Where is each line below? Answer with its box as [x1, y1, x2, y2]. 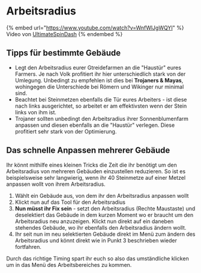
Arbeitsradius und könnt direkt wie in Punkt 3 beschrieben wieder [14, 236, 177, 244]
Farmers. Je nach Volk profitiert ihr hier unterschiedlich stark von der [14, 70, 186, 78]
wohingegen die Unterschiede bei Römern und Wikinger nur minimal [14, 83, 184, 90]
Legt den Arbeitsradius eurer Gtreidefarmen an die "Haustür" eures [14, 64, 182, 71]
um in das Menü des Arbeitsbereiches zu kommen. [6, 261, 132, 268]
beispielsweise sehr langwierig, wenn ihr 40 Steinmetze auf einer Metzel [6, 174, 186, 181]
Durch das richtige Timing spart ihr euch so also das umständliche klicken [6, 254, 189, 262]
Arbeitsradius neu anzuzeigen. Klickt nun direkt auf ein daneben [14, 218, 174, 225]
